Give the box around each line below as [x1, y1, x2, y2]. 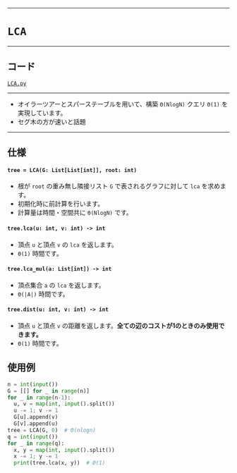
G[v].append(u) [13, 420, 59, 427]
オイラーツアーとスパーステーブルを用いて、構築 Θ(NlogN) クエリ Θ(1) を [17, 99, 228, 108]
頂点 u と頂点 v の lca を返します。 [17, 240, 118, 249]
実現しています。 [17, 109, 67, 117]
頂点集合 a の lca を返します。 [17, 281, 105, 289]
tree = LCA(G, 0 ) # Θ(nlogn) [7, 426, 97, 434]
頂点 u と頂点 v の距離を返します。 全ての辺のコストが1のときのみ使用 [17, 321, 219, 330]
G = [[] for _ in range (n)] [7, 387, 90, 395]
